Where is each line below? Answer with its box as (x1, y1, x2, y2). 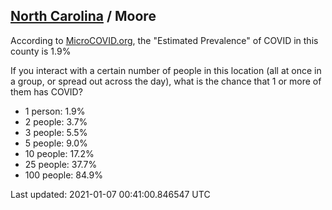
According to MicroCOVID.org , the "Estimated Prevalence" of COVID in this (10, 34, 319, 46)
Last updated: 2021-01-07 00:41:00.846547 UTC (10, 188, 211, 200)
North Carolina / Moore (10, 8, 157, 25)
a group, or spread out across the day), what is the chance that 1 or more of (10, 75, 322, 87)
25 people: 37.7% (24, 158, 98, 170)
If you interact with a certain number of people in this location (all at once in (10, 64, 322, 76)
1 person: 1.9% (24, 105, 86, 117)
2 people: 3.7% (24, 115, 88, 128)
